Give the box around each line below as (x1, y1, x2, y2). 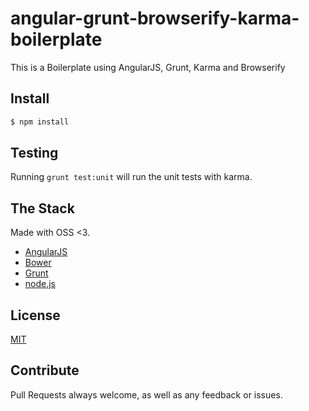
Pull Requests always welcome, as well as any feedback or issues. (10, 388, 283, 401)
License (10, 307, 61, 324)
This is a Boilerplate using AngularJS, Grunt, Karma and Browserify (10, 61, 286, 73)
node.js (24, 278, 57, 290)
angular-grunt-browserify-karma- (10, 7, 300, 30)
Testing (10, 145, 59, 162)
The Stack (10, 200, 75, 217)
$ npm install (10, 117, 70, 127)
